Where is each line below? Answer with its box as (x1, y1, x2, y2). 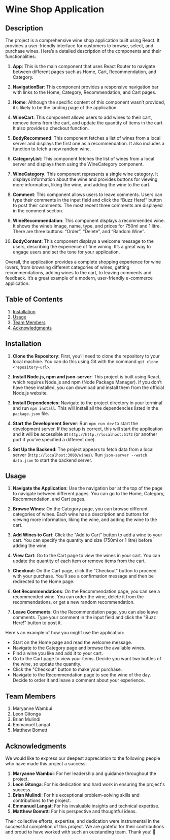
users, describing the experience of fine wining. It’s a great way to (12, 244, 151, 249)
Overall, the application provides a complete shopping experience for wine (5, 259, 161, 265)
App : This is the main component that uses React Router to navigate (12, 63, 156, 69)
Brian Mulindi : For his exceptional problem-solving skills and (12, 792, 140, 798)
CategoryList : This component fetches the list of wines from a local (12, 156, 155, 161)
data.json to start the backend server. (12, 457, 92, 463)
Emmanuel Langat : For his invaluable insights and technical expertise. (12, 803, 160, 809)
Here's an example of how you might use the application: (5, 630, 124, 636)
